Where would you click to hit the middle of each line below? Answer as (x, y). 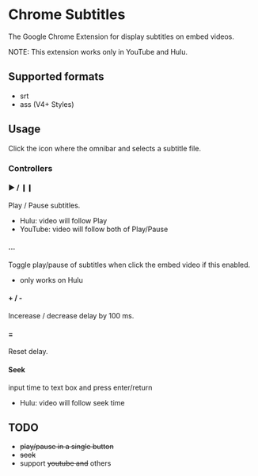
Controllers (30, 169)
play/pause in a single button (66, 447)
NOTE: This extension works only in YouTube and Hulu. (98, 51)
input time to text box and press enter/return (80, 387)
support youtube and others (65, 463)
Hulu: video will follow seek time (72, 402)
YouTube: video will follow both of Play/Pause (94, 229)
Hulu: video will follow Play (63, 220)
